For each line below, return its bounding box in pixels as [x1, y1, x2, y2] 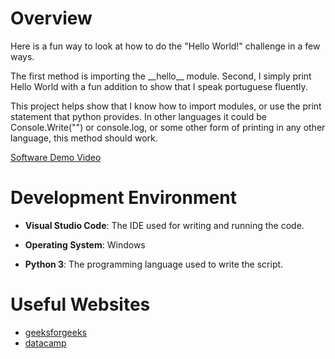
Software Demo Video [10, 151, 102, 163]
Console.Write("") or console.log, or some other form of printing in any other [10, 121, 326, 133]
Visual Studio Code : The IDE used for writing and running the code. [24, 219, 305, 231]
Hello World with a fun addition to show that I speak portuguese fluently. [10, 80, 308, 92]
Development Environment [10, 187, 237, 209]
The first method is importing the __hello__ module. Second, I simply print [10, 70, 312, 82]
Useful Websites [10, 293, 151, 316]
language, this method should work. [10, 132, 158, 144]
